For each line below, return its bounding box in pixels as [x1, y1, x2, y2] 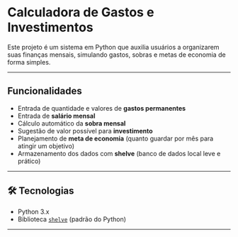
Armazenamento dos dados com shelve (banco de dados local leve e [17, 149, 221, 158]
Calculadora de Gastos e [7, 4, 154, 21]
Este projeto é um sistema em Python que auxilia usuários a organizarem [7, 43, 220, 51]
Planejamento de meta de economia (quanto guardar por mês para [17, 134, 214, 143]
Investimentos [7, 19, 93, 35]
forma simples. [7, 57, 51, 66]
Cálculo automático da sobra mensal [17, 118, 126, 128]
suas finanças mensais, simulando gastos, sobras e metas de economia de [7, 50, 226, 59]
